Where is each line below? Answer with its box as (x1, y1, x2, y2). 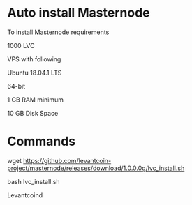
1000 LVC (7, 41, 35, 50)
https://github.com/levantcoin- (23, 156, 112, 165)
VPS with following (7, 54, 61, 63)
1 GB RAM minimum (7, 96, 64, 104)
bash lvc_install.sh (7, 177, 61, 185)
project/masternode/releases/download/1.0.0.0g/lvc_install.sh (7, 164, 185, 172)
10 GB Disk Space (7, 109, 59, 117)
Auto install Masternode (7, 5, 150, 21)
